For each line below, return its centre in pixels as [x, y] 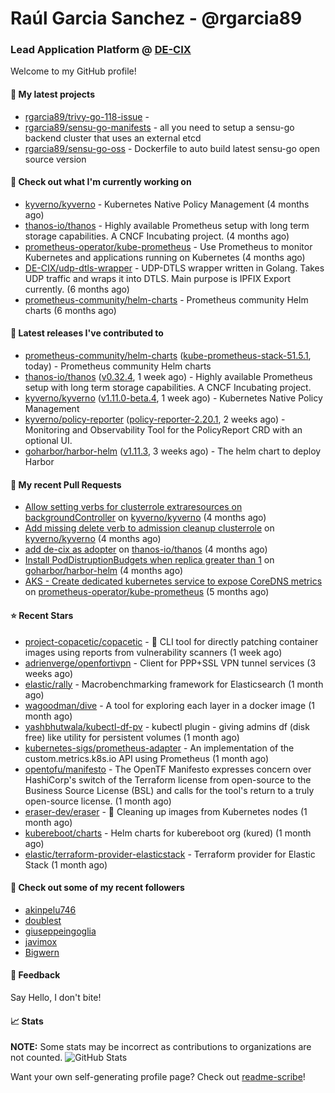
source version [55, 159]
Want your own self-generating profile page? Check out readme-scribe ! [158, 1077]
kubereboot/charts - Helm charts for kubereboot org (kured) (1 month [168, 833]
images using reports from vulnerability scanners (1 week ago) [153, 652]
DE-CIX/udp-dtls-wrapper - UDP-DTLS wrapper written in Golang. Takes [174, 268]
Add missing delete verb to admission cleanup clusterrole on [149, 528]
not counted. [36, 1058]
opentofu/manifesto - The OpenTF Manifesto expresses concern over [168, 769]
